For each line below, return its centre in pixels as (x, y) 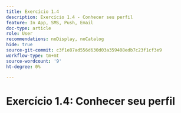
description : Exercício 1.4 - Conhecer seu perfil (70, 17)
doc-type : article (29, 28)
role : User (19, 34)
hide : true (19, 45)
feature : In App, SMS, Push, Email (50, 22)
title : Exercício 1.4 (33, 12)
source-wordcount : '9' (34, 61)
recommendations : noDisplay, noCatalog (55, 39)
